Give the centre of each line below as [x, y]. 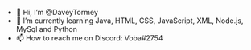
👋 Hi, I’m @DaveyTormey [57, 12]
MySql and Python [47, 29]
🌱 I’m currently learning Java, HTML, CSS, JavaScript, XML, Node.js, [130, 21]
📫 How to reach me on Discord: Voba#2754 [89, 38]
